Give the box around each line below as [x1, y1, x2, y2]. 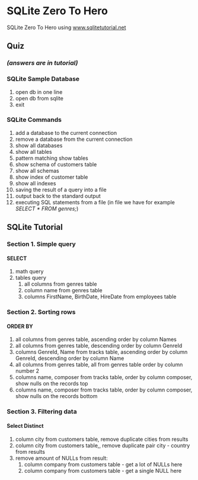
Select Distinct [7, 422, 44, 429]
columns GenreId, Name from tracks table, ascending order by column [15, 349, 188, 356]
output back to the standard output [15, 192, 101, 200]
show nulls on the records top [15, 380, 88, 387]
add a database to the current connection [15, 129, 117, 136]
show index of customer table [15, 173, 88, 181]
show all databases [15, 141, 63, 149]
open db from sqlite [15, 94, 64, 102]
